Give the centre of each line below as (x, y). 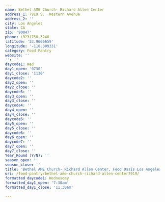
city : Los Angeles (24, 23)
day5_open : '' (20, 124)
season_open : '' (22, 160)
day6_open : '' (20, 137)
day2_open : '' (20, 82)
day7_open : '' (20, 147)
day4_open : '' (20, 110)
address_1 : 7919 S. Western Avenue (42, 14)
